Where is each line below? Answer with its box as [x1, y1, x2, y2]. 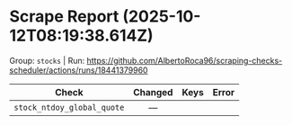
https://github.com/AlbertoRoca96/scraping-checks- [86, 55, 283, 66]
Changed [133, 85, 173, 98]
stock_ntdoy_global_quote [13, 102, 125, 112]
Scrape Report [9, 6, 119, 27]
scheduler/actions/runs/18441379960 [9, 65, 148, 76]
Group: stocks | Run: [9, 55, 85, 66]
